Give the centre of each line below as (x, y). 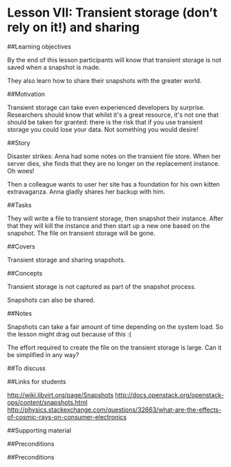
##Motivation (26, 94)
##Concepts (25, 273)
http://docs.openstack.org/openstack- (169, 394)
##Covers (21, 246)
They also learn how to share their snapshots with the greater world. (104, 80)
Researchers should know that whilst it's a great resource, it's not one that (113, 115)
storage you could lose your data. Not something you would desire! (103, 129)
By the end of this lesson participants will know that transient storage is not (114, 59)
